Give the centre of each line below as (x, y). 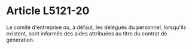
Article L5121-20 (48, 11)
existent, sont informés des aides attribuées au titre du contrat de (87, 33)
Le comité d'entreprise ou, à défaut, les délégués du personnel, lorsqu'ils (96, 27)
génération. (20, 40)
